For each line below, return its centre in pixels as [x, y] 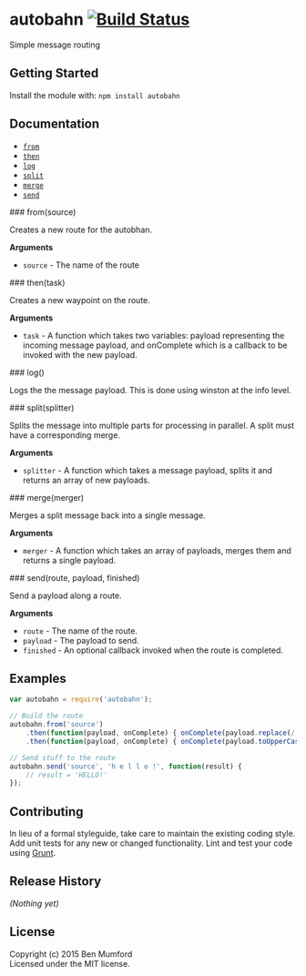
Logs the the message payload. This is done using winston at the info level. [150, 390]
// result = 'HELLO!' [66, 775]
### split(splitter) [42, 407]
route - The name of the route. [80, 630]
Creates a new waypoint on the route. [80, 300]
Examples [38, 678]
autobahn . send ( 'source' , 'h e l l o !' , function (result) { [126, 766]
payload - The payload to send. [81, 640]
